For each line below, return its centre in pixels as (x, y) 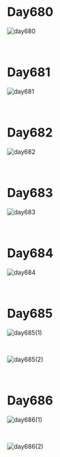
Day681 (29, 72)
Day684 (30, 253)
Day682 (30, 133)
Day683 (30, 193)
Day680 (30, 12)
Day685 (30, 313)
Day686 (30, 400)
